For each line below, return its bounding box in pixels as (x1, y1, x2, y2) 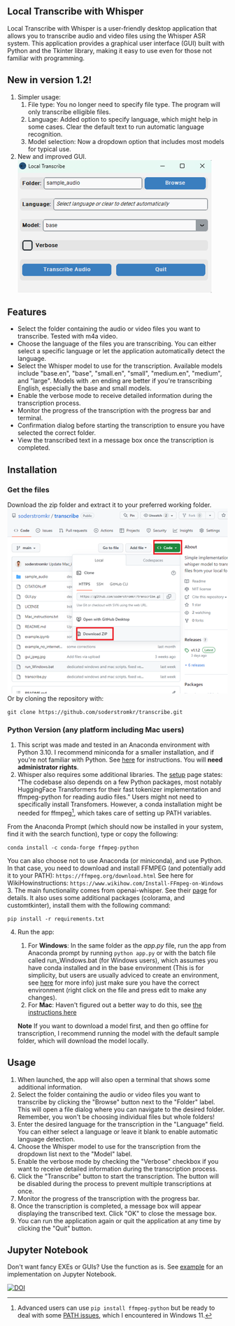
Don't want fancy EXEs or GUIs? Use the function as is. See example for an (7, 1262, 224, 1271)
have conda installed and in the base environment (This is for (27, 963, 204, 971)
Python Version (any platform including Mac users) (7, 725, 185, 734)
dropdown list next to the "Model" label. (17, 1150, 133, 1158)
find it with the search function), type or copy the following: (7, 829, 178, 838)
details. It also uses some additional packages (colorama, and (7, 893, 185, 901)
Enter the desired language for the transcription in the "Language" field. (17, 1120, 225, 1128)
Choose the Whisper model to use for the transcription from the (17, 1142, 201, 1150)
